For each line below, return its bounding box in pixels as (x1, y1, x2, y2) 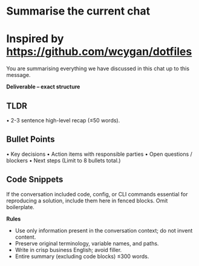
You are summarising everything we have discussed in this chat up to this (6, 65, 189, 72)
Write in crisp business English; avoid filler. (15, 246, 122, 253)
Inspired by (6, 32, 64, 46)
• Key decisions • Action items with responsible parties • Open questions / (6, 150, 192, 158)
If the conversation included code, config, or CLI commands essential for (6, 190, 188, 198)
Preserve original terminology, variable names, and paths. (15, 239, 159, 247)
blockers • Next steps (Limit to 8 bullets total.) (6, 156, 121, 164)
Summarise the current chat (6, 4, 150, 18)
